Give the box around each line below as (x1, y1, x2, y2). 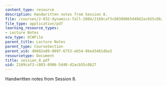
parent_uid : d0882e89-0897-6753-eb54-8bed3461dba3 (5, 48, 112, 53)
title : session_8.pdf (5, 58, 50, 63)
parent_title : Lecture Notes (5, 40, 66, 44)
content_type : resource (5, 7, 55, 12)
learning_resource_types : (5, 26, 59, 31)
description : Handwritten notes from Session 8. (5, 12, 108, 17)
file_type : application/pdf (5, 21, 64, 26)
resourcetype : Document (5, 53, 55, 58)
